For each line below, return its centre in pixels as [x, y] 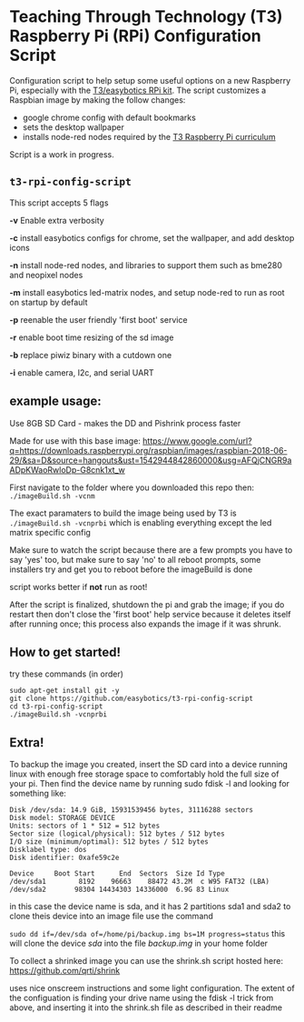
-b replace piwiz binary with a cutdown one [91, 355]
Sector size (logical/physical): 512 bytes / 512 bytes [117, 834]
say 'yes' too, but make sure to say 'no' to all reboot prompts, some [135, 559]
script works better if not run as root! [78, 586]
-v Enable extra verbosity [57, 220]
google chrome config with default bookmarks [109, 117]
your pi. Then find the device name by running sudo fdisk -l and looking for [150, 784]
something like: [38, 794]
